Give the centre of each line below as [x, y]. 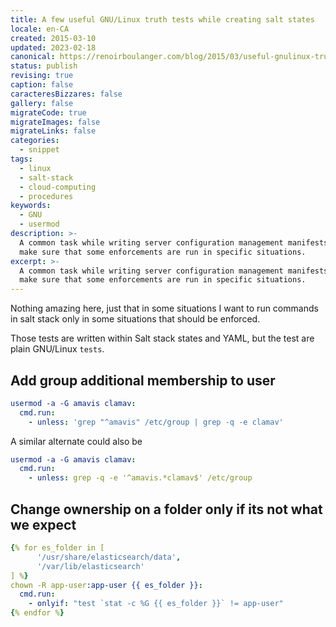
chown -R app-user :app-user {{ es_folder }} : [106, 585]
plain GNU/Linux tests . [57, 349]
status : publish [44, 66]
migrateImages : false [55, 122]
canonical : [33, 57]
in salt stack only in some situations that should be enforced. [135, 319]
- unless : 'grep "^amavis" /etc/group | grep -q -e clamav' [156, 422]
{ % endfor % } [37, 613]
